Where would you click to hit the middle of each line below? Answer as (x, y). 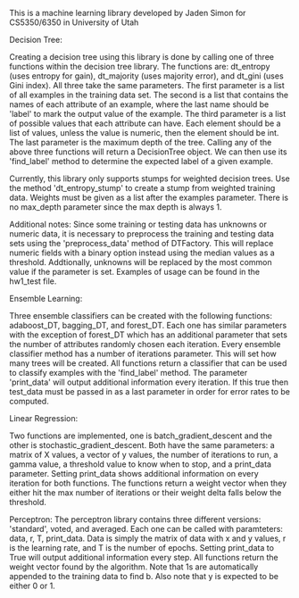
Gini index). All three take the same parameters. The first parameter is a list (147, 85)
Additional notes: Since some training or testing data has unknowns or (138, 224)
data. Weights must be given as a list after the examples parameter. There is (149, 197)
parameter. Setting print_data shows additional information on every (134, 473)
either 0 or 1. (32, 586)
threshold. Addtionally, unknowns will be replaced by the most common (141, 262)
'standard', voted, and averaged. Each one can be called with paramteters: (146, 529)
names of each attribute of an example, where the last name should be (139, 104)
